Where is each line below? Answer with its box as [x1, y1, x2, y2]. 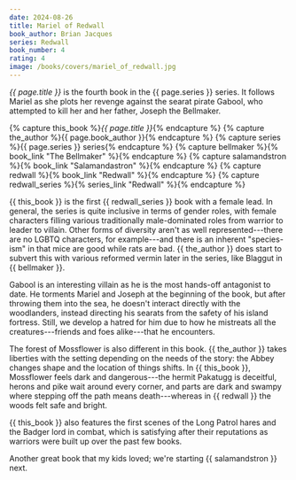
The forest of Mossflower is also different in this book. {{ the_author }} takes [9, 343, 287, 354]
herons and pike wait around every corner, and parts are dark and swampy [9, 381, 282, 391]
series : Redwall [9, 37, 69, 47]
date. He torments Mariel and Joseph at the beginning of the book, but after [9, 289, 286, 299]
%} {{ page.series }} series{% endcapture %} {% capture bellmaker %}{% [9, 141, 279, 151]
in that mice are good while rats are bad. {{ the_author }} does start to [27, 243, 282, 253]
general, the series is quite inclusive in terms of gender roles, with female [9, 205, 277, 216]
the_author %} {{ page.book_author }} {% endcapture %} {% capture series [9, 132, 281, 143]
